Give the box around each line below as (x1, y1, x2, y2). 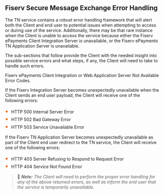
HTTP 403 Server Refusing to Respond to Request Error (11, 156, 124, 162)
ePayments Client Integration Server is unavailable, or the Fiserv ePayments (5, 38, 158, 44)
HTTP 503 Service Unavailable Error (11, 124, 85, 130)
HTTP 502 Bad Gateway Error (11, 116, 71, 122)
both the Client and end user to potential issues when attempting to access (5, 22, 157, 28)
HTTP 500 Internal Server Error (11, 109, 74, 115)
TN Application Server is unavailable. (5, 43, 80, 49)
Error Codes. (5, 77, 31, 83)
